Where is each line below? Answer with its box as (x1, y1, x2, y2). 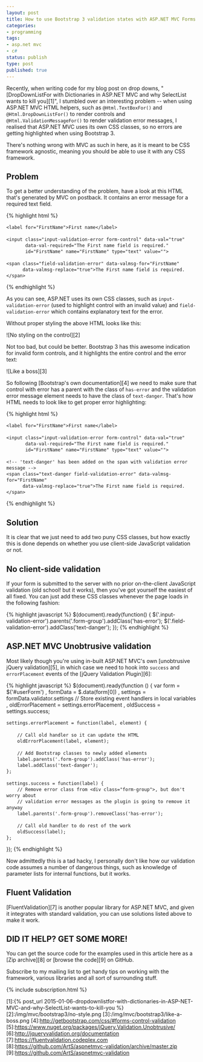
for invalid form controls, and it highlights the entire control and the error (6, 349, 187, 357)
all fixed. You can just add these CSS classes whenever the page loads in (6, 592, 188, 600)
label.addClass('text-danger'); (17, 762, 98, 768)
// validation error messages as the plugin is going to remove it (17, 798, 190, 805)
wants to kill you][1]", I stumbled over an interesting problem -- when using (6, 97, 192, 105)
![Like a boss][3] (6, 367, 47, 375)
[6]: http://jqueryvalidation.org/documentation (6, 1030, 120, 1037)
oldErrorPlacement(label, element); (17, 738, 110, 744)
